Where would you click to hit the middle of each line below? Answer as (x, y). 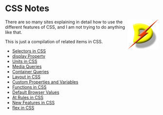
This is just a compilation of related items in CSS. (54, 41)
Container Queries (30, 71)
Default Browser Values (36, 92)
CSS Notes (27, 8)
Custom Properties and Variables (45, 82)
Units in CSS (25, 61)
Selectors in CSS (29, 51)
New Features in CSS (33, 102)
